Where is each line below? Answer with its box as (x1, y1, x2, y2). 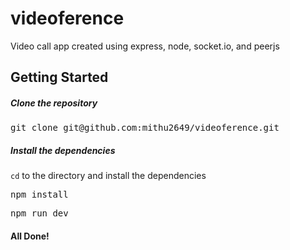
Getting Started (10, 69, 109, 86)
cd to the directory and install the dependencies (10, 170, 207, 182)
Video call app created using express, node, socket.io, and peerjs (10, 40, 280, 52)
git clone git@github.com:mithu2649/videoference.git (10, 122, 280, 134)
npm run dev (10, 208, 69, 219)
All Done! (10, 230, 50, 242)
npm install (10, 189, 69, 201)
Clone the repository (10, 97, 98, 109)
